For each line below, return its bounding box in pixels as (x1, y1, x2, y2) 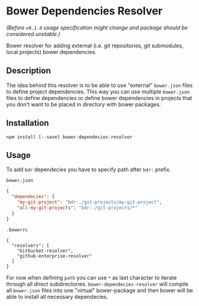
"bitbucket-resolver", (17, 247, 74, 254)
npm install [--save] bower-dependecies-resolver (6, 134, 133, 140)
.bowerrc (6, 226, 28, 233)
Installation (6, 118, 49, 128)
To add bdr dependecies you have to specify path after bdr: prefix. (6, 166, 171, 173)
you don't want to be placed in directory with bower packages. (6, 101, 161, 108)
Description (6, 66, 51, 76)
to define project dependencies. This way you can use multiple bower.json (6, 88, 190, 95)
